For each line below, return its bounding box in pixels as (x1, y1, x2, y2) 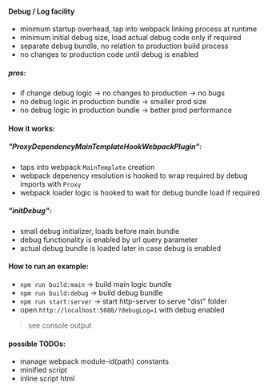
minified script (19, 365, 68, 375)
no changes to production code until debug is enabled (19, 50, 198, 59)
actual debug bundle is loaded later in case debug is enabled (19, 243, 222, 252)
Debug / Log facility (8, 6, 75, 16)
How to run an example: (8, 261, 90, 272)
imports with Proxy (19, 179, 82, 188)
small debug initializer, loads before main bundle (19, 226, 180, 236)
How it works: (8, 123, 56, 133)
